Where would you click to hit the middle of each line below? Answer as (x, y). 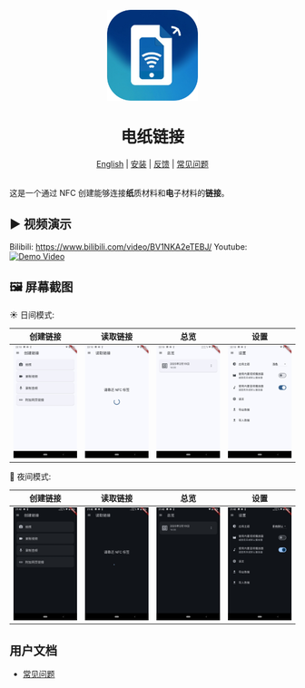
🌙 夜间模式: (30, 477)
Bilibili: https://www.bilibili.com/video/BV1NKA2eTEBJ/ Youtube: (128, 246)
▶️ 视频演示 (40, 225)
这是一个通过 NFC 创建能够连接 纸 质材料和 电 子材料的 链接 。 (119, 192)
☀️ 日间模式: (32, 315)
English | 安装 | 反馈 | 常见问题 (152, 163)
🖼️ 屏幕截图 (41, 287)
